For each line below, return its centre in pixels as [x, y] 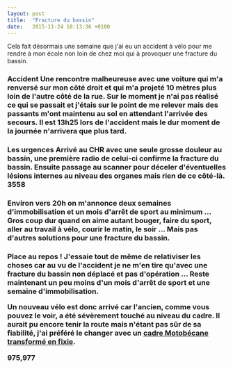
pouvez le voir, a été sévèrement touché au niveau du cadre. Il [114, 315]
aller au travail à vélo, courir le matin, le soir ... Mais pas [103, 229]
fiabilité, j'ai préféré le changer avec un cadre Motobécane [108, 333]
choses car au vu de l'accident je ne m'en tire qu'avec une [107, 265]
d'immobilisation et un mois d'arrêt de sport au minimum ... [109, 212]
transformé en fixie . [41, 342]
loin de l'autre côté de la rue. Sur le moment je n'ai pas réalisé [113, 97]
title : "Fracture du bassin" [51, 20]
